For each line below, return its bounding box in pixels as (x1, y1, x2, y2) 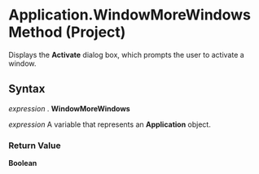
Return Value (8, 140, 61, 151)
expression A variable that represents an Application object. (8, 120, 212, 129)
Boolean (8, 159, 37, 168)
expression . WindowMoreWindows (8, 103, 130, 113)
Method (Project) (8, 23, 126, 41)
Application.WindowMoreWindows (8, 6, 251, 24)
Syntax (8, 82, 46, 96)
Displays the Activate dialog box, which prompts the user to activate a (8, 50, 244, 59)
